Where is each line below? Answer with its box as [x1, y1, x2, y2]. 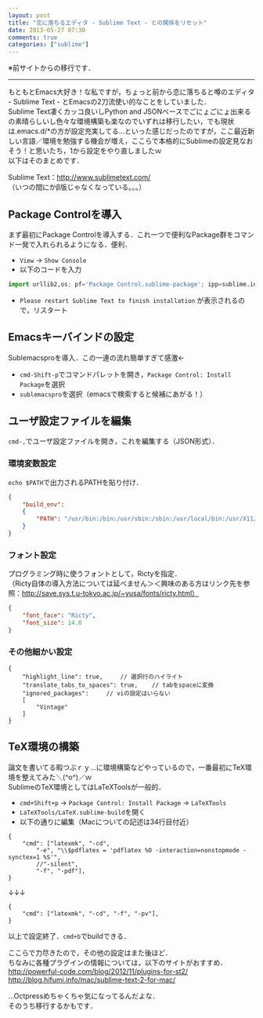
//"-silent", [36, 860, 79, 868]
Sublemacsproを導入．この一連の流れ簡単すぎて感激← [8, 352, 186, 362]
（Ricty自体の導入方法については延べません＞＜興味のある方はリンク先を [8, 578, 243, 589]
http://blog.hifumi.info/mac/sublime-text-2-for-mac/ [8, 975, 176, 984]
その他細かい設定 [8, 646, 73, 657]
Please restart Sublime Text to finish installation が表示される [19, 295, 239, 305]
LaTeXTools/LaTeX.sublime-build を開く [19, 807, 146, 816]
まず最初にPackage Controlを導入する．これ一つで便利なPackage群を [8, 229, 234, 239]
